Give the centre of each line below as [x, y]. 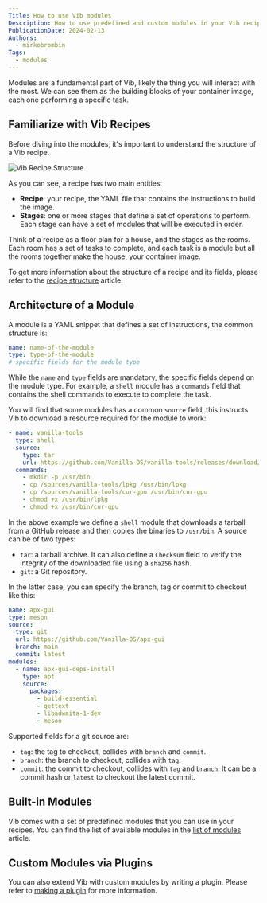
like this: [22, 595]
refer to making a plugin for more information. [83, 891]
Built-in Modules [50, 802]
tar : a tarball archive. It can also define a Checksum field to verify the [130, 554]
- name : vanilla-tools [46, 433]
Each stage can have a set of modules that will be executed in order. [132, 224]
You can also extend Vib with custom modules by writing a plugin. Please [128, 882]
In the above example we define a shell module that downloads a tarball [127, 522]
